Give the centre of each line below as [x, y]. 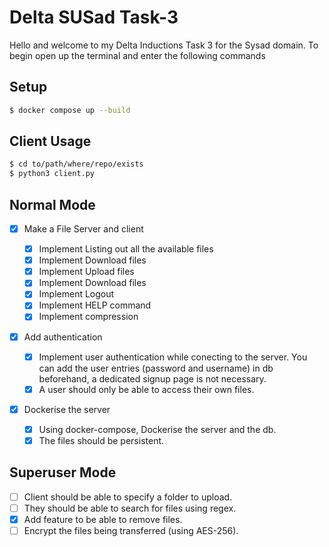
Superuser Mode [63, 472]
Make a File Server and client [83, 229]
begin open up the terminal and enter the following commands [137, 55]
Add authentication [63, 337]
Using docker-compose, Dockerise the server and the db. [157, 429]
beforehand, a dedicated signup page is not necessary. [152, 378]
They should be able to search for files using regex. [130, 508]
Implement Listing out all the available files [126, 249]
